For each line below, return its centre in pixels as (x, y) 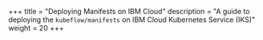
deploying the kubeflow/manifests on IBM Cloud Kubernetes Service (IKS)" (132, 20)
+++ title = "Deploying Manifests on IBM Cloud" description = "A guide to (129, 11)
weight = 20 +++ (36, 28)
